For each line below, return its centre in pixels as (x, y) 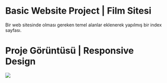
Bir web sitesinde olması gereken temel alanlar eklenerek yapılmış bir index (83, 25)
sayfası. (13, 30)
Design (21, 61)
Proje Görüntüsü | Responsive (70, 51)
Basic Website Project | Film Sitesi (78, 11)
